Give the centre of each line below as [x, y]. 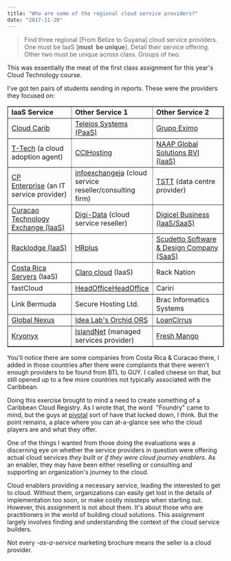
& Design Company [187, 247]
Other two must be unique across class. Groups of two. [102, 54]
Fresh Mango [177, 336]
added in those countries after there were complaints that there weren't [108, 365]
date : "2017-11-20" [35, 20]
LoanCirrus [174, 319]
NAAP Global [177, 144]
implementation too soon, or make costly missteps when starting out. [105, 500]
